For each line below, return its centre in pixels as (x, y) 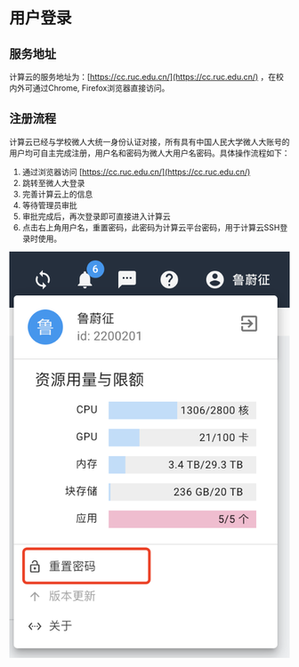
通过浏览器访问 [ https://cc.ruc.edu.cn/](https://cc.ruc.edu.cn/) (136, 172)
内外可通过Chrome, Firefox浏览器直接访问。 (89, 88)
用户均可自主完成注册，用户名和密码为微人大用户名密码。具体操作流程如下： (149, 153)
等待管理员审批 (49, 205)
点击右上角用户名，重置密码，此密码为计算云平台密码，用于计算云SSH (151, 227)
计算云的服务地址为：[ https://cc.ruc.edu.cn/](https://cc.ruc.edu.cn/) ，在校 (147, 77)
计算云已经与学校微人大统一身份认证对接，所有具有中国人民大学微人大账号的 (149, 141)
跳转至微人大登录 (53, 182)
